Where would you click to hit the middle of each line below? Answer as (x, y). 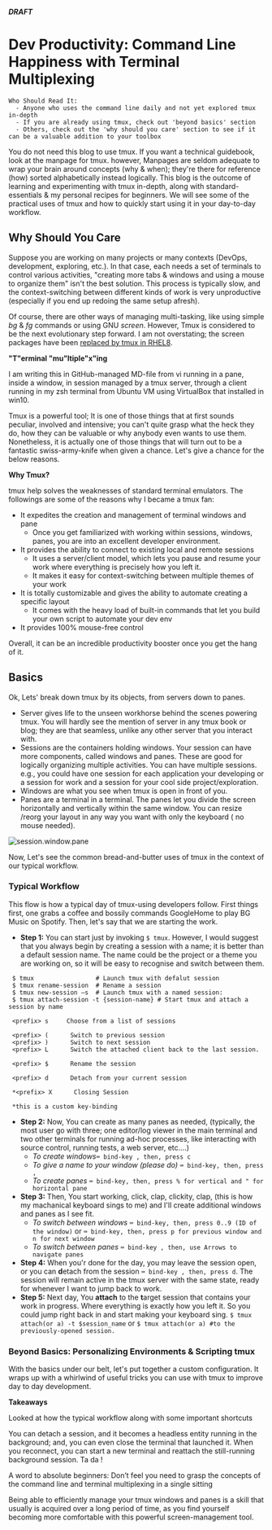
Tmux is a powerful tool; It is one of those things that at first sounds (121, 415)
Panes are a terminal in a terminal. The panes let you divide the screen (138, 799)
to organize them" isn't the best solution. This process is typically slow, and (135, 283)
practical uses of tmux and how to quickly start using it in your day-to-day (132, 204)
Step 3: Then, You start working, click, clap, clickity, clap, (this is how (136, 1196)
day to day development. (50, 1387)
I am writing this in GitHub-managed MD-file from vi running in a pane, (126, 374)
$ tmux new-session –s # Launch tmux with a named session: (117, 993)
